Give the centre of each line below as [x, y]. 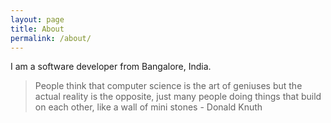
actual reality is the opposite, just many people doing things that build [178, 97]
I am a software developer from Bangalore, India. [111, 67]
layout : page [37, 19]
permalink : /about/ [51, 38]
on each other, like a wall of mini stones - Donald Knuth [148, 107]
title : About [37, 29]
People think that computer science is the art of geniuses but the [168, 86]
